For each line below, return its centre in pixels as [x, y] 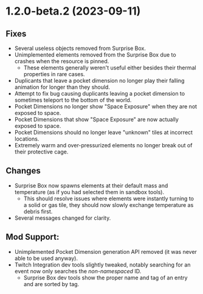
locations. [27, 139]
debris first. [38, 211]
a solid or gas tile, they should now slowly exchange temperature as [108, 205]
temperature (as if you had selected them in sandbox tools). [89, 192]
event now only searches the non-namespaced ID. [78, 271]
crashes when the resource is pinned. [62, 61]
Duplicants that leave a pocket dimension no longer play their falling [99, 81]
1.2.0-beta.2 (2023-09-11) [73, 11]
